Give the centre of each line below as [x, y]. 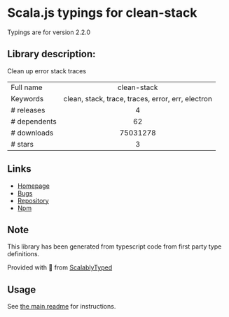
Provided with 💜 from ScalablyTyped [60, 267]
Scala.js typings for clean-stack [102, 13]
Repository [33, 200]
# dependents [34, 121]
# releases [28, 110]
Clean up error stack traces [47, 71]
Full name [27, 87]
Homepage [34, 186]
